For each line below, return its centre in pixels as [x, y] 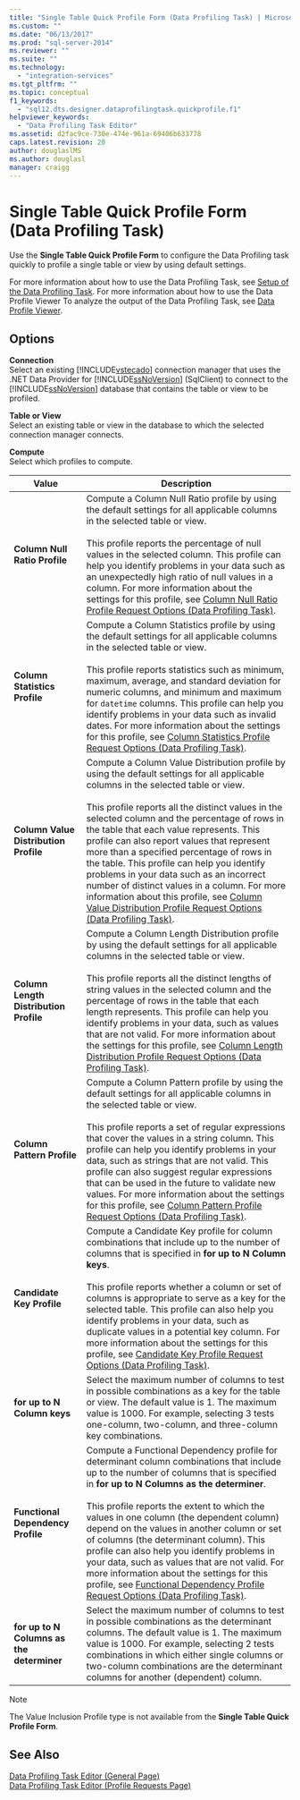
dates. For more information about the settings [183, 726]
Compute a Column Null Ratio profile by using [181, 499]
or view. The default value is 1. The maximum [181, 1403]
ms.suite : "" [33, 59]
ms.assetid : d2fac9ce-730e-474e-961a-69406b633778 [105, 134]
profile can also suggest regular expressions [179, 1172]
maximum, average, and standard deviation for [183, 681]
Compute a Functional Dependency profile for [182, 1450]
